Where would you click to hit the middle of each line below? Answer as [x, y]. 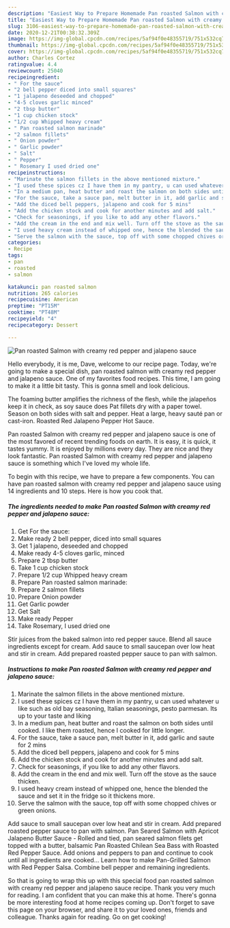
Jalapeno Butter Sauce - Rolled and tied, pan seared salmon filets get [105, 838]
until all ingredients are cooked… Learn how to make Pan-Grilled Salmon [109, 860]
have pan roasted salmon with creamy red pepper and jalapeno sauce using [114, 484]
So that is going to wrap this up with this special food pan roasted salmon [111, 880]
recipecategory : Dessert [43, 325]
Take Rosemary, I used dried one [64, 626]
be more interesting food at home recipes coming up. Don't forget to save [111, 902]
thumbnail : [23, 45]
